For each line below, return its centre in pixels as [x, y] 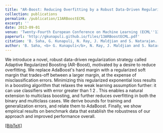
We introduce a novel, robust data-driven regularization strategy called [76, 59]
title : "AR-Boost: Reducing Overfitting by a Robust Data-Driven [72, 9]
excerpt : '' [17, 23]
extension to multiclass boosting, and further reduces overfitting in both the [81, 96]
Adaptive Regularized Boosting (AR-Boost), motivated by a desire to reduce [81, 65]
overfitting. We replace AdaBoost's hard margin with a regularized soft [75, 70]
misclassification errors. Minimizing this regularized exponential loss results [81, 80]
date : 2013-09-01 [23, 28]
